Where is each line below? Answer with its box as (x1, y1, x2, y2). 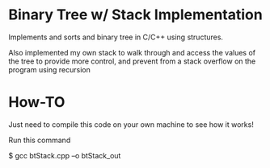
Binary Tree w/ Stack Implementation (8, 6, 263, 24)
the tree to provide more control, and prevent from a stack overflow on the (8, 56, 256, 66)
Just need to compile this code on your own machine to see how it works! (8, 119, 255, 129)
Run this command (8, 135, 71, 145)
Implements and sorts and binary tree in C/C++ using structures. (8, 32, 224, 42)
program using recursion (8, 64, 91, 74)
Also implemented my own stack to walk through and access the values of (8, 47, 256, 57)
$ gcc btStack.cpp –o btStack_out (8, 150, 121, 160)
